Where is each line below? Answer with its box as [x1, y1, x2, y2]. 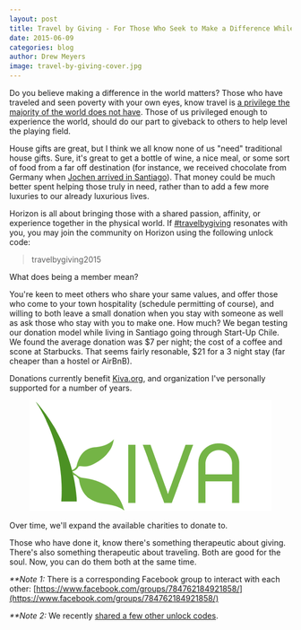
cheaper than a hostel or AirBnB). [9, 355, 133, 366]
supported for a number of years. [9, 382, 133, 393]
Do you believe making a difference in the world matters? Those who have [9, 88, 284, 98]
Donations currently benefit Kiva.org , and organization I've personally [9, 373, 266, 383]
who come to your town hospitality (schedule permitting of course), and [9, 299, 275, 309]
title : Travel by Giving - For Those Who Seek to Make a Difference [9, 23, 271, 33]
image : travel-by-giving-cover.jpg [9, 62, 142, 71]
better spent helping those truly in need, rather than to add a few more [9, 181, 270, 192]
